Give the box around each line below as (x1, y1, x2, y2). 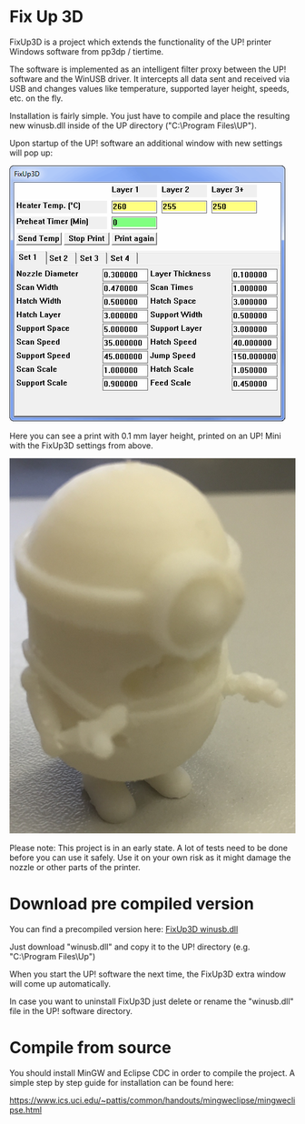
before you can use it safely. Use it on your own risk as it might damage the (9, 852, 291, 863)
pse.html (9, 1104, 43, 1115)
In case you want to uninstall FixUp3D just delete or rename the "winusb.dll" (9, 996, 294, 1007)
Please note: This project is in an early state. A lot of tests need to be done (9, 843, 289, 854)
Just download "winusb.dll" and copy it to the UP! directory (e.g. (9, 941, 251, 952)
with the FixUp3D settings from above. (9, 439, 154, 451)
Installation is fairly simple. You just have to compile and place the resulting (9, 110, 290, 121)
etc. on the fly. (9, 93, 64, 104)
